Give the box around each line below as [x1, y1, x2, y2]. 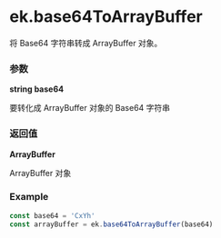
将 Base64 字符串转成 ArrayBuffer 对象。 [9, 37, 163, 48]
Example [9, 191, 49, 203]
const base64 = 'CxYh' [9, 211, 95, 220]
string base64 [9, 84, 65, 94]
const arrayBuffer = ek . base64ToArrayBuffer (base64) [9, 220, 214, 229]
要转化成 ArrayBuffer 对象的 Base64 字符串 [9, 103, 171, 114]
